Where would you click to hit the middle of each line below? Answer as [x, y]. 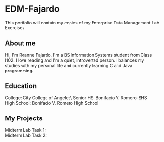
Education [21, 86]
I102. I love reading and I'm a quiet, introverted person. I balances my [75, 60]
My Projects [24, 118]
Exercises [15, 27]
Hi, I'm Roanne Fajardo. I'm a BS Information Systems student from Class [79, 55]
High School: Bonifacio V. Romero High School [52, 103]
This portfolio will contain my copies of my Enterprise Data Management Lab [82, 23]
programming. [19, 71]
